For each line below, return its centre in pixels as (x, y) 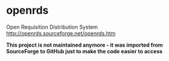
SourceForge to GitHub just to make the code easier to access (84, 51)
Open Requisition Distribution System (52, 27)
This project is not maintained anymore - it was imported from (84, 45)
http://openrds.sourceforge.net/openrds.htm (61, 33)
